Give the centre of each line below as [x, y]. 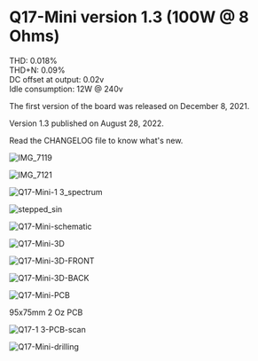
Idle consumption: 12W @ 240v [66, 89]
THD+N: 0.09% [37, 70]
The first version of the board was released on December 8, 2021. [129, 106]
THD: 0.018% [33, 60]
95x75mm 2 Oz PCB [46, 312]
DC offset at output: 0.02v [57, 79]
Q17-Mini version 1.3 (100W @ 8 [129, 17]
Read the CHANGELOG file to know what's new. [96, 140]
